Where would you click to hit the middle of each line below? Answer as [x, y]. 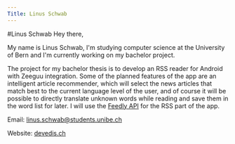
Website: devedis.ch [37, 133]
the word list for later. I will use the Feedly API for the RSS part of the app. [113, 105]
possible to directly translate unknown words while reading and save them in [118, 98]
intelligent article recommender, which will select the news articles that [110, 83]
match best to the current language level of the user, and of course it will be [117, 91]
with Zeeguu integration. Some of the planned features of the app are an [112, 76]
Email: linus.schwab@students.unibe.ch [65, 119]
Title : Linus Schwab [38, 14]
